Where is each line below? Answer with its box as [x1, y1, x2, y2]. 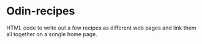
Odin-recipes [6, 4, 75, 18]
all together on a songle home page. [6, 30, 98, 37]
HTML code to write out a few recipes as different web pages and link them [6, 24, 197, 31]
